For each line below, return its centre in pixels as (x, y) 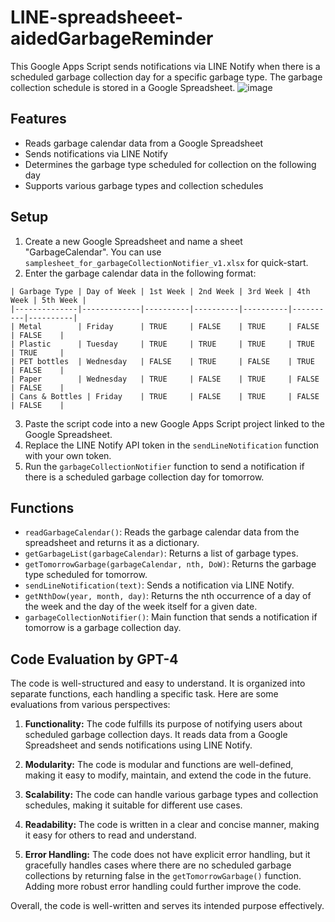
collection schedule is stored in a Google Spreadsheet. (123, 87)
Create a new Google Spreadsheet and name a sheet (133, 241)
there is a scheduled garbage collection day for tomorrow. (144, 477)
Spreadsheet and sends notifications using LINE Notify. (138, 745)
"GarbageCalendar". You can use (93, 252)
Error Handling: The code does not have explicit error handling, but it (167, 855)
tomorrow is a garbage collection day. (103, 628)
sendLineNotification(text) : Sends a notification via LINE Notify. (159, 585)
